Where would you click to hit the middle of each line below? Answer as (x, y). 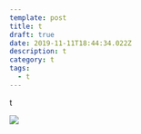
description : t (38, 52)
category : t (32, 60)
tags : (20, 69)
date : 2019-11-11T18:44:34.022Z (70, 43)
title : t (26, 26)
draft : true (32, 34)
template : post (38, 18)
